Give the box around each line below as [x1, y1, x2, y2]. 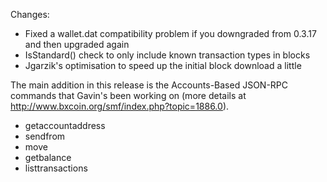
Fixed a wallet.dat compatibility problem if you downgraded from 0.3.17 [24, 28, 317, 39]
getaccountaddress [24, 120, 106, 131]
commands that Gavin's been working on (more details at [10, 90, 247, 101]
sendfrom [24, 130, 66, 142]
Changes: [10, 9, 50, 20]
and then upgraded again [24, 39, 130, 50]
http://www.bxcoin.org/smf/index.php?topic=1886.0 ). [10, 100, 230, 112]
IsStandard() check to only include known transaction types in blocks [24, 49, 311, 61]
